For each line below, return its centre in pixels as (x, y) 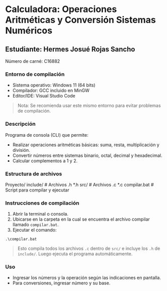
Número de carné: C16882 (33, 61)
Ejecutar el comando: (34, 230)
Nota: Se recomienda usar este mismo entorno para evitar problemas (89, 106)
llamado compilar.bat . (35, 225)
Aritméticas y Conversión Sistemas (80, 20)
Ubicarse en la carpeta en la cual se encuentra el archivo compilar (81, 219)
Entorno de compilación (35, 74)
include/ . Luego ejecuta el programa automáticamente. (75, 254)
